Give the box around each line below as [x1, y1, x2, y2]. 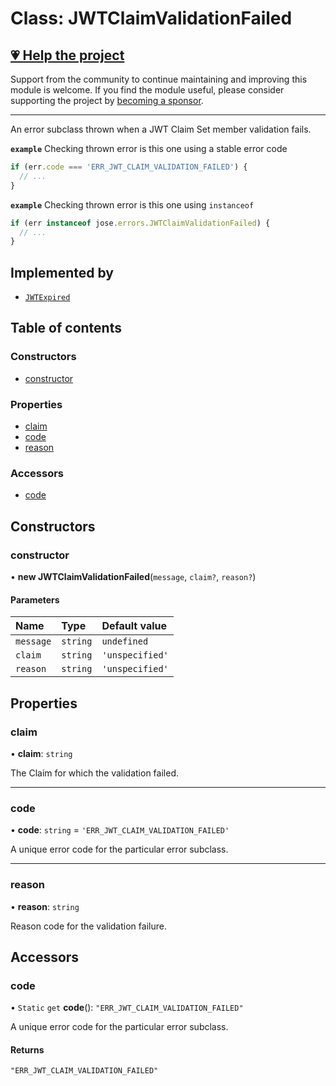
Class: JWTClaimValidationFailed [10, 7, 293, 30]
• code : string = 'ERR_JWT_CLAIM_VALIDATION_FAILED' [10, 824, 230, 836]
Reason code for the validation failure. [10, 920, 167, 932]
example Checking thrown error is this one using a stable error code [10, 143, 288, 154]
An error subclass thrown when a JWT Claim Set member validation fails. [10, 123, 312, 135]
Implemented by [10, 264, 114, 281]
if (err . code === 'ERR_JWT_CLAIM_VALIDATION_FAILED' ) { [10, 162, 248, 172]
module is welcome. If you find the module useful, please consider [10, 84, 285, 96]
